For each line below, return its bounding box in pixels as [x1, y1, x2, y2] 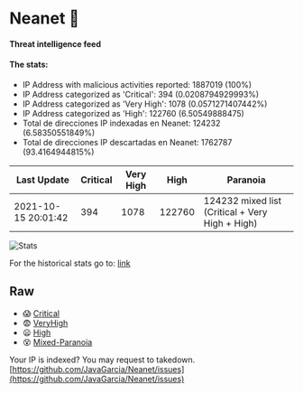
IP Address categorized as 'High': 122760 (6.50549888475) [22, 108, 245, 118]
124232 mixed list [203, 194, 282, 207]
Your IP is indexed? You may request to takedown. [9, 354, 196, 365]
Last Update [16, 173, 70, 186]
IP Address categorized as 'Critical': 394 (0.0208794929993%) [22, 89, 260, 99]
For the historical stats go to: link [9, 257, 131, 268]
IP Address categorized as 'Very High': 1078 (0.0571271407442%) [22, 98, 268, 109]
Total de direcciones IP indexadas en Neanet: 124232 [22, 117, 221, 128]
